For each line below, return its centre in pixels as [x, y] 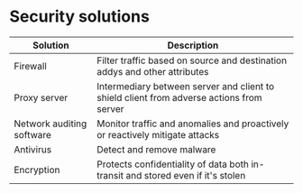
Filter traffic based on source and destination [191, 60]
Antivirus [33, 149]
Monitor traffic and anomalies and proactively [193, 124]
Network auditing [50, 124]
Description [193, 45]
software [33, 134]
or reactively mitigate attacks [158, 134]
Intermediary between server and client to [185, 86]
